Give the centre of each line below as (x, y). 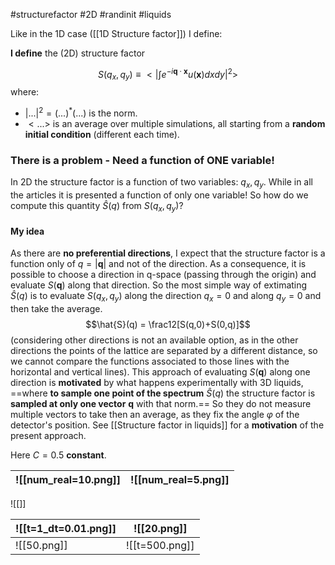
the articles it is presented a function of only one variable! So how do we (159, 195)
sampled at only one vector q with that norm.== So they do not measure (161, 403)
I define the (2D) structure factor (78, 53)
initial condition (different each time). (102, 135)
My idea (27, 231)
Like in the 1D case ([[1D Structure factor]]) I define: (116, 33)
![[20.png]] (160, 528)
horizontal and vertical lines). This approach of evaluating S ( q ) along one (160, 372)
